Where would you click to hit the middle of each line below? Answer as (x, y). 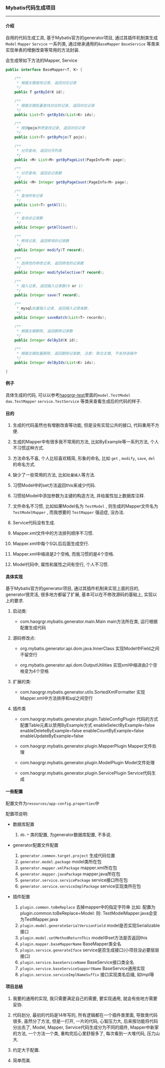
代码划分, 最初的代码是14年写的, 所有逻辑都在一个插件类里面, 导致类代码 (85, 1015)
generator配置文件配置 (35, 845)
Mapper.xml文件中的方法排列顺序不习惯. (53, 533)
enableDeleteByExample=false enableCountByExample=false (82, 731)
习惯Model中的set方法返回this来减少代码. (54, 485)
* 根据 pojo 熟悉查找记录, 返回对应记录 (51, 128)
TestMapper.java (41, 919)
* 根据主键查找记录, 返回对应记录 (46, 83)
